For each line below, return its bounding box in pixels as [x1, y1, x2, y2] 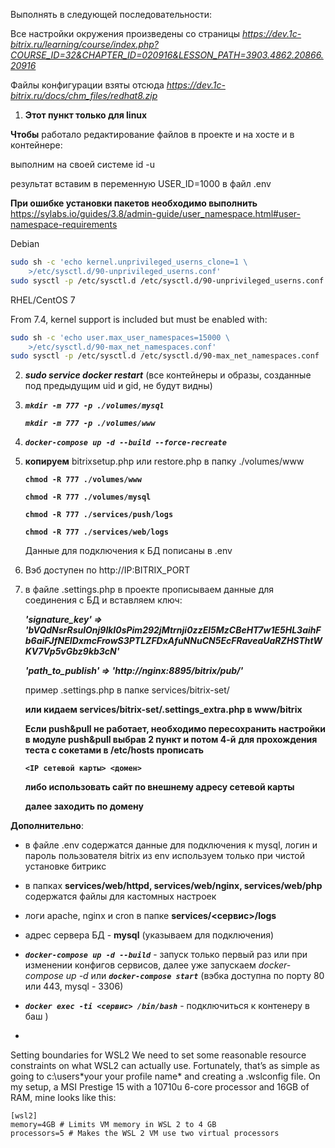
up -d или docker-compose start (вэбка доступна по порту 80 [65, 970, 325, 982]
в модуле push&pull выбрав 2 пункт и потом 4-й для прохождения [24, 734, 318, 746]
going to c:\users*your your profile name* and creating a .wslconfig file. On [10, 1070, 321, 1083]
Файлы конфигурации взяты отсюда [10, 79, 165, 91]
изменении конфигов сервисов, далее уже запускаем [24, 959, 257, 971]
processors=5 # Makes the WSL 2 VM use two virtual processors [10, 1129, 280, 1139]
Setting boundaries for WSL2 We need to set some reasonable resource [10, 1049, 307, 1061]
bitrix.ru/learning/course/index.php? [10, 39, 160, 50]
